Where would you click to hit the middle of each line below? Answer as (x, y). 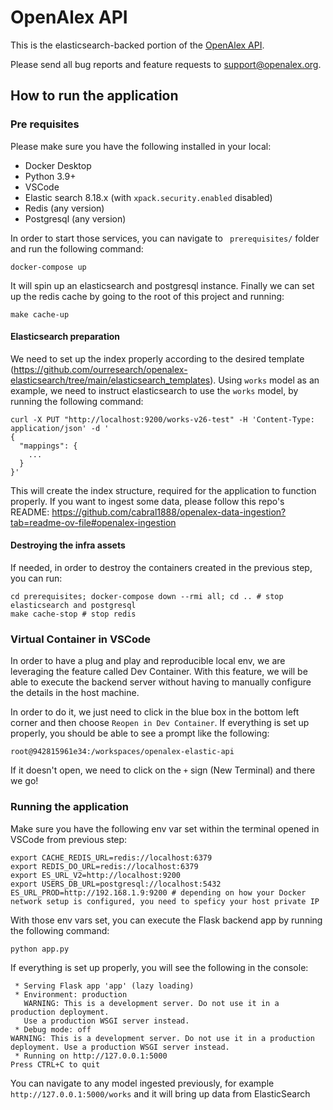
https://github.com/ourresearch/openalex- (100, 369)
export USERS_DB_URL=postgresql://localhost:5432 (116, 884)
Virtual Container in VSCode (81, 639)
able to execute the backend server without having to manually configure (161, 682)
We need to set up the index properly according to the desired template (157, 358)
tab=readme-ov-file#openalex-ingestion (93, 522)
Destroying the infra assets (68, 545)
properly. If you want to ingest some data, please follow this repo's (147, 501)
